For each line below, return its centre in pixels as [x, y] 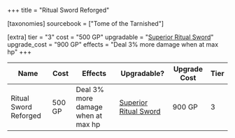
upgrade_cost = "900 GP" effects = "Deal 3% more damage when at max [113, 44]
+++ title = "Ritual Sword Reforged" [58, 10]
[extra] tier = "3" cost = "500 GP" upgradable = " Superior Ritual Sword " [111, 37]
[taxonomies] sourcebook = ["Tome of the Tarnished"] [86, 23]
